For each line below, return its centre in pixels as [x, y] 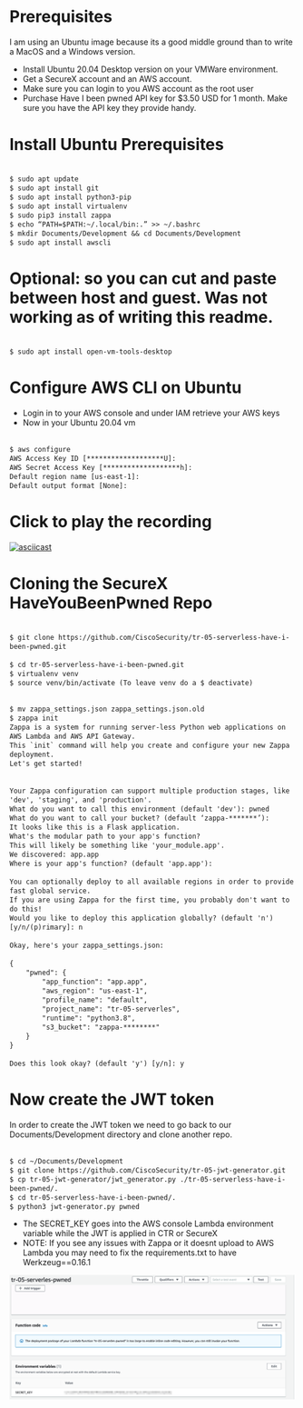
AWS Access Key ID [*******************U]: [93, 458]
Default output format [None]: [68, 485]
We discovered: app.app [54, 854]
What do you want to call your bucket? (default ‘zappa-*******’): [140, 818]
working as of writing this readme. [142, 318]
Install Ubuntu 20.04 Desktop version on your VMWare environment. [150, 69]
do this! [26, 909]
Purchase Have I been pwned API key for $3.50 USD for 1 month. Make [155, 98]
